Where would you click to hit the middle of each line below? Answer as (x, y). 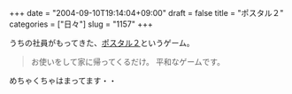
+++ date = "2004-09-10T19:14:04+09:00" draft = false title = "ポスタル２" (146, 13)
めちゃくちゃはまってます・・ (63, 81)
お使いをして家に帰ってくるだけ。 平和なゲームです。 (128, 62)
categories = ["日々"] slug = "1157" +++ (81, 24)
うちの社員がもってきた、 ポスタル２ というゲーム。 (102, 43)
